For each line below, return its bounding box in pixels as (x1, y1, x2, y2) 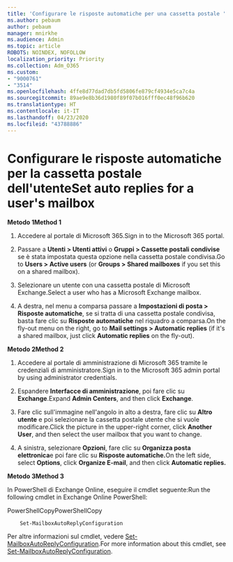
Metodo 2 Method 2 (7, 345, 64, 353)
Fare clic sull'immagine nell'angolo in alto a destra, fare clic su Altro (17, 408, 213, 416)
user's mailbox (7, 195, 96, 211)
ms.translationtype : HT (7, 101, 77, 108)
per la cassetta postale (7, 165, 142, 182)
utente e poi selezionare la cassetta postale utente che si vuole (17, 415, 200, 424)
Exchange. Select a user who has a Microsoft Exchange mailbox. (17, 288, 202, 297)
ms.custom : (7, 68, 39, 75)
